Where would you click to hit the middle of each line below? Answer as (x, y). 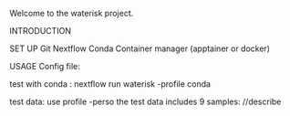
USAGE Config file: (45, 66)
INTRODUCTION (40, 31)
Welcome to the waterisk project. (72, 13)
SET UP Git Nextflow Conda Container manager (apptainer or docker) (140, 48)
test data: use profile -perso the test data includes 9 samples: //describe (145, 101)
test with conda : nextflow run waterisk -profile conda (110, 84)
